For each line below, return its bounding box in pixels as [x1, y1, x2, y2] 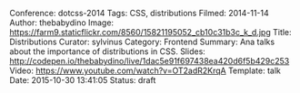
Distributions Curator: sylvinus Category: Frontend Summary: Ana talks [9, 36, 275, 47]
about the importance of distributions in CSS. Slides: [9, 46, 206, 57]
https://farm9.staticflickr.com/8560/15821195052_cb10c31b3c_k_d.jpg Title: [9, 27, 293, 37]
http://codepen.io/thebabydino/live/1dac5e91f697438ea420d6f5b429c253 [9, 56, 290, 66]
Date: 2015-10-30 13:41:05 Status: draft [9, 75, 156, 85]
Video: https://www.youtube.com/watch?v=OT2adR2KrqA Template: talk [9, 65, 282, 76]
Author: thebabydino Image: [9, 17, 115, 28]
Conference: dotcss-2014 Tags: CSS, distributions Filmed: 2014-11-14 [9, 8, 270, 18]
